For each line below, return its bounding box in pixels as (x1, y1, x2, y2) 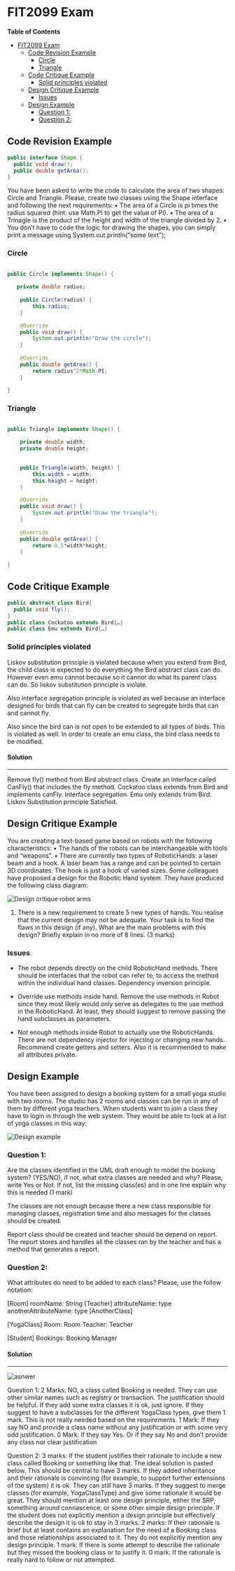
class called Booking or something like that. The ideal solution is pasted (7, 1458, 213, 1467)
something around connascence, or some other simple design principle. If (7, 1503, 220, 1512)
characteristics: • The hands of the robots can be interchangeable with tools (7, 844, 227, 852)
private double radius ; (16, 283, 86, 290)
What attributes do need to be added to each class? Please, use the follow (7, 1278, 222, 1287)
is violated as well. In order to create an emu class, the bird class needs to (7, 729, 220, 738)
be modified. (7, 737, 44, 745)
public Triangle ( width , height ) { (20, 464, 120, 471)
